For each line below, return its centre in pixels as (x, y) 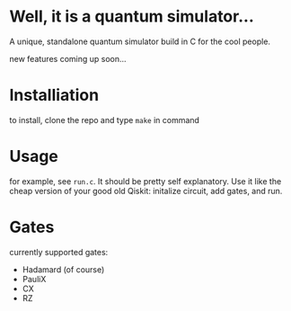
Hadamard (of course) (63, 269)
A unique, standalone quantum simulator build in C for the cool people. (140, 41)
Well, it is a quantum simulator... (132, 17)
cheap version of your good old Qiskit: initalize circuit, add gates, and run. (146, 191)
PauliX (34, 279)
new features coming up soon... (68, 58)
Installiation (54, 95)
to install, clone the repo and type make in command (105, 120)
